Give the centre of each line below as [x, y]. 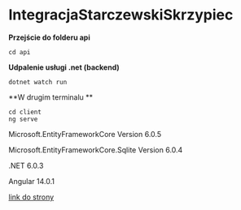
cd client [25, 112]
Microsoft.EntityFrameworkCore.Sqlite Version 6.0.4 [96, 150]
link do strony [31, 197]
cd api [20, 52]
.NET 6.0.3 [26, 165]
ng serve [23, 119]
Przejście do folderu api [50, 37]
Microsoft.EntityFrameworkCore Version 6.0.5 [85, 134]
